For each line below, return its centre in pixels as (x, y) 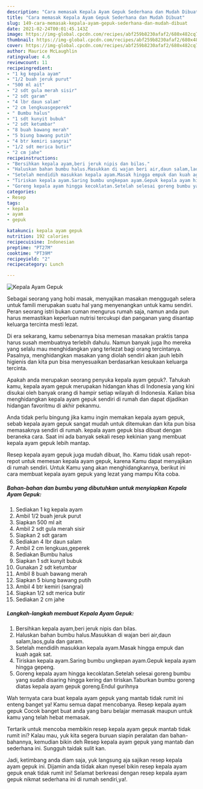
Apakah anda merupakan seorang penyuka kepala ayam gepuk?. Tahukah (98, 380)
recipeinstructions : (33, 158)
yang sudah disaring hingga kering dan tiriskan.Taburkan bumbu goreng (105, 680)
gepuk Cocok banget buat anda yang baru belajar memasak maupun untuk (100, 711)
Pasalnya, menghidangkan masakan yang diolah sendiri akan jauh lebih (95, 356)
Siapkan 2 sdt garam (41, 535)
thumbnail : (20, 40)
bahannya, (20, 742)
